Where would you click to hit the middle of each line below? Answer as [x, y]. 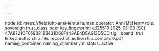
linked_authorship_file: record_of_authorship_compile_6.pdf [64, 38]
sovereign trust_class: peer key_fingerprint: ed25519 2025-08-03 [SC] [75, 28]
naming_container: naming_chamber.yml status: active [59, 43]
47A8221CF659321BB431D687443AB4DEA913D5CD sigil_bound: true [74, 33]
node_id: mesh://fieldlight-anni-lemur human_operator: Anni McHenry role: [80, 23]
